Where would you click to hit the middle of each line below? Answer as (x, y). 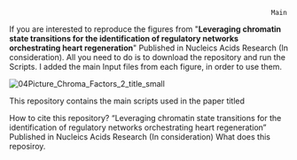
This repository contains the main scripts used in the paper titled (127, 101)
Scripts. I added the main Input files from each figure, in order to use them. (145, 67)
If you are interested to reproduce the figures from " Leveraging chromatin (145, 29)
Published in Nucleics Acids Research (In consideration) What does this (140, 137)
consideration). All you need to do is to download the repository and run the (148, 57)
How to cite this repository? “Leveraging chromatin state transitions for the (145, 118)
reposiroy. (27, 146)
